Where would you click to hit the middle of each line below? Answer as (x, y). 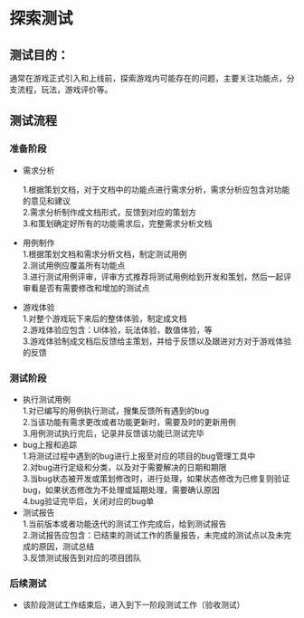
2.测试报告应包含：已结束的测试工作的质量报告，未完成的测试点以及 (149, 535)
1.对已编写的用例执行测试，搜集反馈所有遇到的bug (116, 410)
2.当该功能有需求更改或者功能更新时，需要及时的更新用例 (129, 422)
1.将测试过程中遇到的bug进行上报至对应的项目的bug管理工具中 (139, 456)
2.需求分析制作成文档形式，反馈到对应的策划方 (109, 212)
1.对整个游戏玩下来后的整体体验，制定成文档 (104, 319)
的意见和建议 (46, 201)
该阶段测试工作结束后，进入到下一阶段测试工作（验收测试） (133, 605)
